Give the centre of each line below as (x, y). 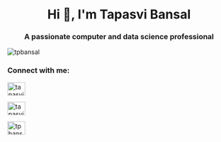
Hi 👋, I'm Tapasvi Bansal (119, 15)
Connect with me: (39, 70)
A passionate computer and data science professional (119, 37)
